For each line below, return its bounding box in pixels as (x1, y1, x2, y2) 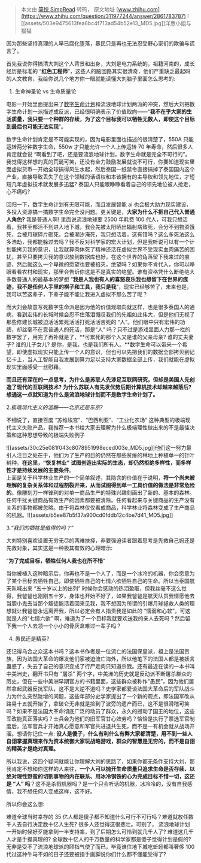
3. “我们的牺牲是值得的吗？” (6, 524, 74, 531)
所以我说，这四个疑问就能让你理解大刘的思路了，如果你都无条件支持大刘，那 (6, 758, 195, 765)
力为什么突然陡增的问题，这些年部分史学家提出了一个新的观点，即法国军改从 (6, 693, 195, 700)
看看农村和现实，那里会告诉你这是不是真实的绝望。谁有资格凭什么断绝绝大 (11, 268, 195, 275)
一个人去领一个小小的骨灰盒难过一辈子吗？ (16, 622, 121, 629)
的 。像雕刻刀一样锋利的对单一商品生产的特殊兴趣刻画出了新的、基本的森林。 (6, 489, 195, 496)
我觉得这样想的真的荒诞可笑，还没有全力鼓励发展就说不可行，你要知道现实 (6, 158, 190, 165)
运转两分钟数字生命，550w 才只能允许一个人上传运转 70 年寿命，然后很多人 (6, 143, 193, 150)
